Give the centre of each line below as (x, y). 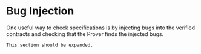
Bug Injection (40, 11)
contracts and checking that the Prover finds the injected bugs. (85, 34)
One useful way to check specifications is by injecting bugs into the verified (101, 28)
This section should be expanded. (50, 45)
